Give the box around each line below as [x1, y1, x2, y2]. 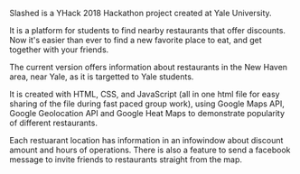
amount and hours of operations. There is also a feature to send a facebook [9, 144, 291, 155]
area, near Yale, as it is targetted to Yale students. [9, 71, 194, 82]
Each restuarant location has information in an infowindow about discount [9, 135, 284, 145]
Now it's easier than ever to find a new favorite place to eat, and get [9, 35, 262, 45]
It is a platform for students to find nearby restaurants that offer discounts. [9, 25, 286, 35]
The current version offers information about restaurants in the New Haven [9, 62, 287, 72]
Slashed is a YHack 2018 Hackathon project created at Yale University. [9, 8, 273, 18]
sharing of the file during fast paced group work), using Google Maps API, [9, 98, 285, 109]
